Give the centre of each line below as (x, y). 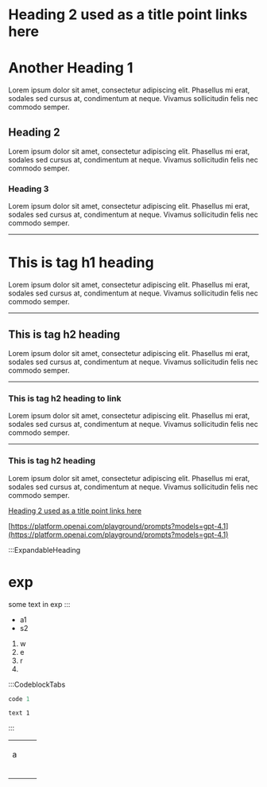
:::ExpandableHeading (44, 550)
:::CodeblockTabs (37, 684)
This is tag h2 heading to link (65, 398)
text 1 (19, 713)
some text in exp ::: (39, 604)
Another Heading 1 (71, 68)
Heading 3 (29, 189)
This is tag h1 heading (81, 262)
